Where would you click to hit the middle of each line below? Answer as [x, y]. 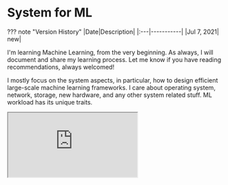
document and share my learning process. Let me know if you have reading [114, 59]
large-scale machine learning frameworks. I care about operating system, [111, 87]
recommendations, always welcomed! [61, 67]
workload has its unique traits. [50, 102]
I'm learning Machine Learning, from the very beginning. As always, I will [110, 52]
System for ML [50, 13]
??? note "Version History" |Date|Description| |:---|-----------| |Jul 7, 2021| [113, 32]
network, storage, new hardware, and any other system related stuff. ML [110, 95]
